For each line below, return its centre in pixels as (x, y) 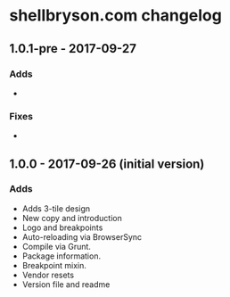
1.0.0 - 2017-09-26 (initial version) (107, 164)
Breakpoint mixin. (54, 265)
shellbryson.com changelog (116, 16)
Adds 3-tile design (56, 208)
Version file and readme (66, 284)
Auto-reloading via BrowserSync (82, 236)
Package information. (61, 256)
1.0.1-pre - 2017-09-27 (73, 49)
